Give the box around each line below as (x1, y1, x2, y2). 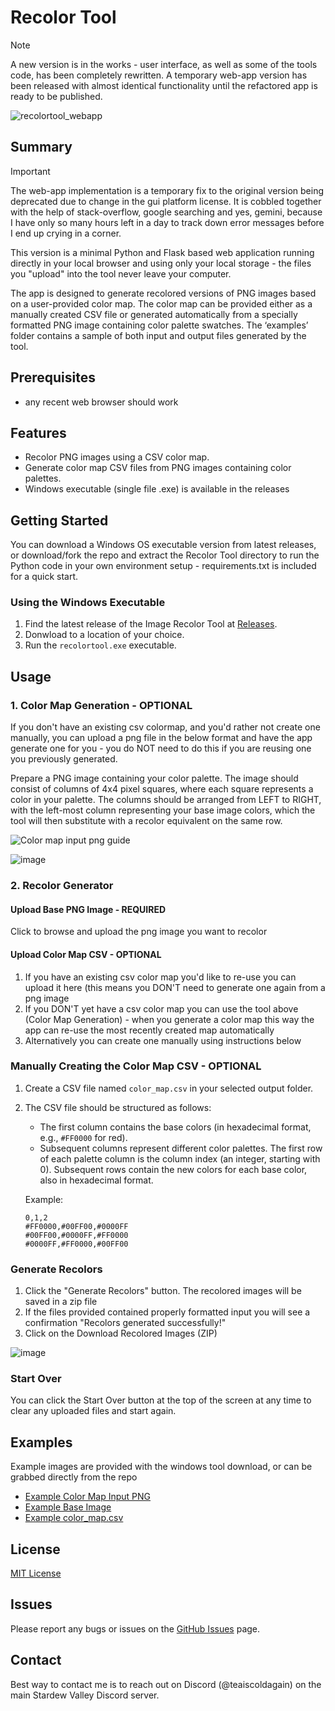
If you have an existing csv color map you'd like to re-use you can (24, 971, 297, 983)
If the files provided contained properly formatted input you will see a (24, 1306, 311, 1318)
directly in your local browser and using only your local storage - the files (10, 257, 312, 269)
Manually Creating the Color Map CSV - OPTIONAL (10, 1059, 262, 1073)
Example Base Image (24, 1501, 112, 1513)
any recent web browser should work (24, 396, 179, 408)
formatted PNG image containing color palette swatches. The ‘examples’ (10, 319, 309, 331)
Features (10, 424, 67, 441)
